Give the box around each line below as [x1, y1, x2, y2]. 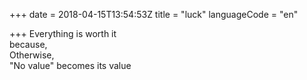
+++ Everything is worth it [9, 28, 117, 39]
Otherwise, [9, 49, 55, 61]
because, [9, 39, 48, 50]
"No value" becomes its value [9, 60, 132, 71]
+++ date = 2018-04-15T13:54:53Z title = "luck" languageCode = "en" [9, 9, 299, 20]
